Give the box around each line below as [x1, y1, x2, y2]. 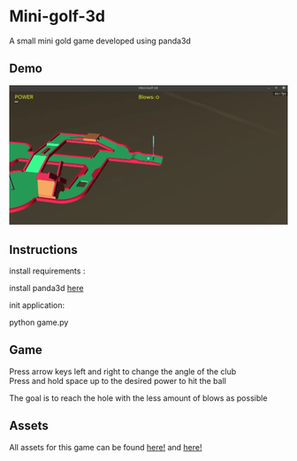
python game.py [9, 317, 69, 328]
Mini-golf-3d [9, 6, 106, 27]
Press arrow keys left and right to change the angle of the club [9, 365, 237, 377]
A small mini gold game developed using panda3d [9, 35, 192, 46]
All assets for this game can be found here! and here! [9, 442, 202, 452]
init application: [9, 300, 65, 311]
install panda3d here [9, 283, 84, 294]
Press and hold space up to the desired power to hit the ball [9, 375, 227, 386]
